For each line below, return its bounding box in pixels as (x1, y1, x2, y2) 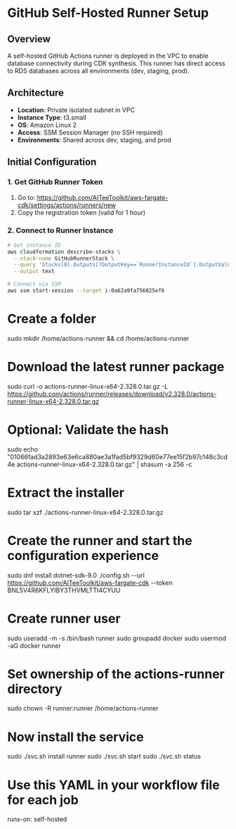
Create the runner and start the (7, 532, 192, 549)
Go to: (17, 193, 36, 201)
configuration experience (7, 547, 159, 563)
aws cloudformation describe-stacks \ (7, 248, 121, 255)
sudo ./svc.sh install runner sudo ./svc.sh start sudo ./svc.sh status (7, 752, 202, 761)
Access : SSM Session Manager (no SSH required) (17, 128, 163, 137)
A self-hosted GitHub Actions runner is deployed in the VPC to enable (7, 51, 209, 60)
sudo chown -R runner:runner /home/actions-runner (7, 704, 159, 713)
